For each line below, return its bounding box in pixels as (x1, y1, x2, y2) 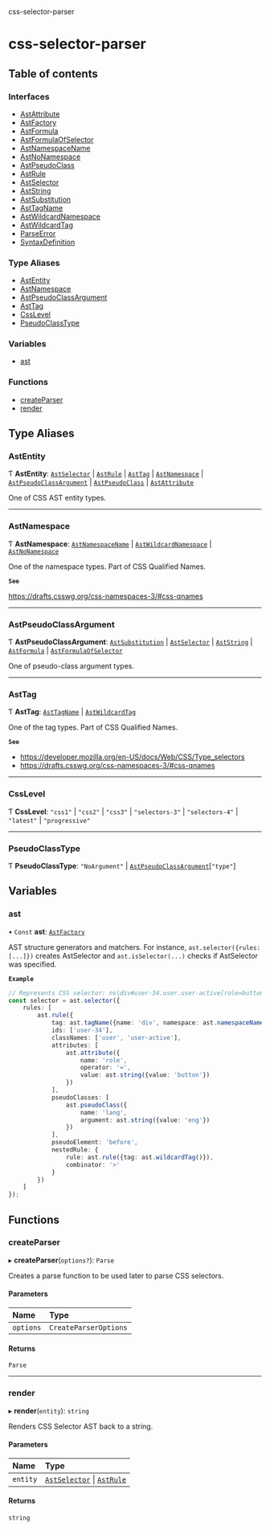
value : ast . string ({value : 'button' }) (80, 1071, 211, 1079)
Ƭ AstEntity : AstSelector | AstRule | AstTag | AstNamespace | (8, 469, 204, 479)
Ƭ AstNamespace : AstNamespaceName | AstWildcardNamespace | (8, 538, 212, 549)
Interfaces (8, 91, 50, 102)
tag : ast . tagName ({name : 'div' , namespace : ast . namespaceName (51, 1019, 264, 1027)
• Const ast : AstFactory (8, 927, 86, 936)
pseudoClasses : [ (51, 1093, 110, 1102)
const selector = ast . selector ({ (8, 996, 121, 1004)
